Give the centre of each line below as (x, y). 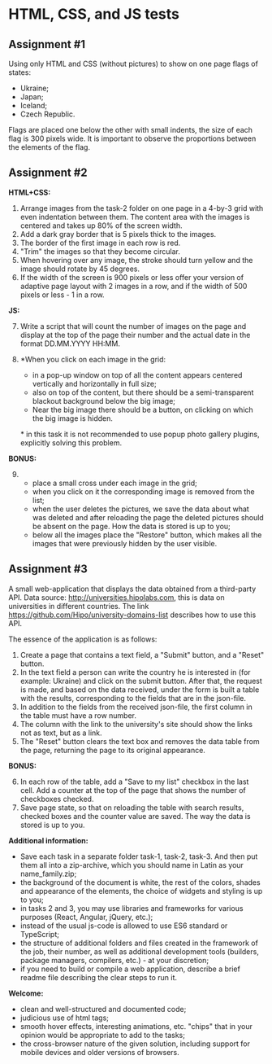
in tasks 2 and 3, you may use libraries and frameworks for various (132, 908)
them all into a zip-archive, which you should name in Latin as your (132, 865)
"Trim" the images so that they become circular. (100, 251)
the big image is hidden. (73, 418)
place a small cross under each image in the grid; (114, 483)
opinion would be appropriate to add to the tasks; (102, 1035)
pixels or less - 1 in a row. (62, 295)
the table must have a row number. (78, 715)
